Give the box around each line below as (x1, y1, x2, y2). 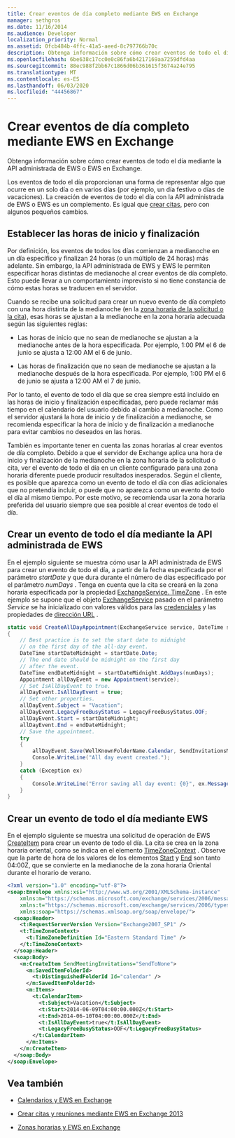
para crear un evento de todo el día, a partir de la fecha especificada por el (7, 565, 224, 574)
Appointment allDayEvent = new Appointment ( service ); (20, 676, 180, 683)
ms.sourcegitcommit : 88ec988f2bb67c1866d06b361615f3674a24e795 (7, 62, 196, 69)
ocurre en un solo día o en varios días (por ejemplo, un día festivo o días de (7, 185, 225, 194)
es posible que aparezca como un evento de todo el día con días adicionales (7, 478, 228, 487)
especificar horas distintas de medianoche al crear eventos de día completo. (7, 269, 228, 277)
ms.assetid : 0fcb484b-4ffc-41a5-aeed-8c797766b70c (7, 43, 158, 50)
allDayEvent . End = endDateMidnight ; (20, 722, 127, 729)
